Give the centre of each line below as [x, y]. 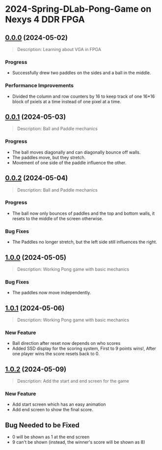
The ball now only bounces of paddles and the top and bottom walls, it [83, 213]
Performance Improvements [40, 85]
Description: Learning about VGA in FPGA [59, 49]
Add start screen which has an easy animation [59, 404]
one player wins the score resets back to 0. [56, 354]
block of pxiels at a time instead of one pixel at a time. [67, 101]
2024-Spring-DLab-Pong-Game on [78, 9]
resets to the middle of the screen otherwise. [58, 218]
